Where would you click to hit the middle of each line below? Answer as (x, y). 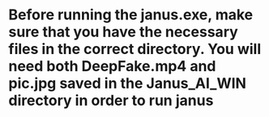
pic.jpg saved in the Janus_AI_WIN (128, 84)
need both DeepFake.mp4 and (112, 67)
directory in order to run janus (111, 100)
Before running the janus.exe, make (131, 15)
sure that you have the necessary (124, 32)
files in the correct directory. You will (135, 49)
